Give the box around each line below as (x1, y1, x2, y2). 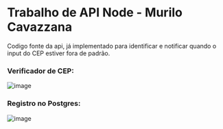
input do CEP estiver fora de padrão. (7, 49, 110, 57)
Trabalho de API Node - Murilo (7, 5, 183, 20)
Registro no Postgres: (7, 99, 81, 109)
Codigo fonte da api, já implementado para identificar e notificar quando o (7, 42, 217, 50)
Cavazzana (7, 19, 73, 35)
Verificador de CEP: (7, 66, 74, 76)
